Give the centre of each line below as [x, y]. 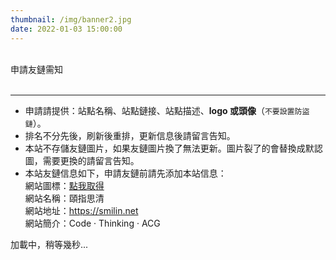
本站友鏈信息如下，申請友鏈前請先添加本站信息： [125, 173]
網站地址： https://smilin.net [81, 210]
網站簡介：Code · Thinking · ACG [92, 223]
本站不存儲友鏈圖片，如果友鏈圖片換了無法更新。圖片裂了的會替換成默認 [173, 148]
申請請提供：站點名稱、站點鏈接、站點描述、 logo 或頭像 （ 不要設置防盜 [167, 110]
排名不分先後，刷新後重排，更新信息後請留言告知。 [130, 135]
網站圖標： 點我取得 [64, 185]
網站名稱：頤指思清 [64, 198]
